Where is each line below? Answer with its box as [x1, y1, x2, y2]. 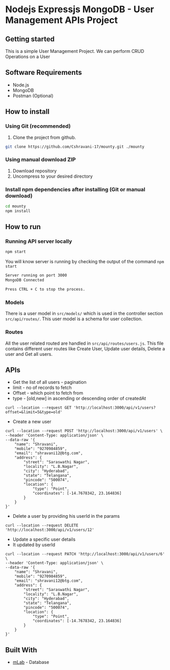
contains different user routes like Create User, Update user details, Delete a [5, 345, 165, 352]
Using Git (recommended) [5, 123, 71, 130]
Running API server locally [5, 238, 72, 245]
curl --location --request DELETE [5, 523, 79, 528]
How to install [5, 107, 50, 116]
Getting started [5, 35, 55, 43]
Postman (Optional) [12, 93, 53, 99]
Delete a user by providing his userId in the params [12, 513, 120, 519]
